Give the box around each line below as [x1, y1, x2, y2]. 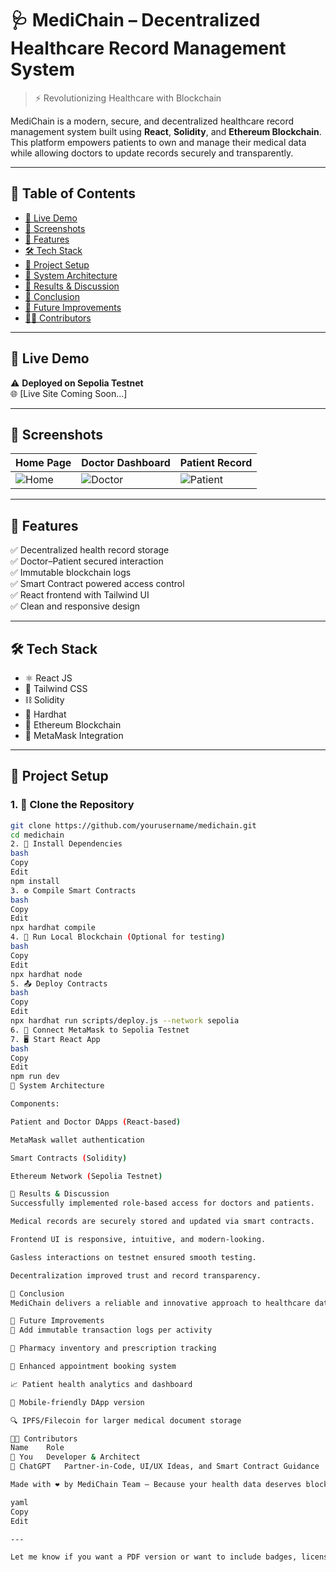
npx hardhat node [10, 969, 83, 979]
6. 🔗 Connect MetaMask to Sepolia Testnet [10, 1025, 190, 1035]
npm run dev [10, 1072, 60, 1082]
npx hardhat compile [10, 923, 97, 933]
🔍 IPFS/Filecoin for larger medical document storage [10, 1415, 242, 1426]
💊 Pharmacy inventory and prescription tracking [10, 1343, 217, 1354]
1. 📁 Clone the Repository [10, 798, 135, 812]
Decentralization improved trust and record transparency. [10, 1270, 262, 1281]
